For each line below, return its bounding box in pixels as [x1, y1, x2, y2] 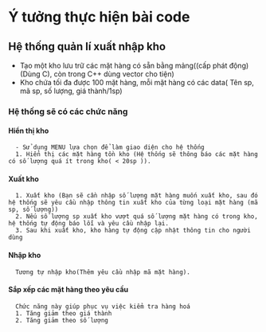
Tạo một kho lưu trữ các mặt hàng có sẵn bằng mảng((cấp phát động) [19, 61, 249, 70]
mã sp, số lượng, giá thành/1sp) [19, 86, 123, 96]
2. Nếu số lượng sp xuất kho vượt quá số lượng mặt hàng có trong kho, [15, 213, 259, 221]
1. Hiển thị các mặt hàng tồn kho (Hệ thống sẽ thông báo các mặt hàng [15, 150, 259, 158]
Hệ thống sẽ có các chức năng [8, 106, 128, 117]
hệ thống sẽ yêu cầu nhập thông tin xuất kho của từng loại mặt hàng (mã [8, 199, 259, 207]
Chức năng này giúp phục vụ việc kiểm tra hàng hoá [15, 303, 191, 311]
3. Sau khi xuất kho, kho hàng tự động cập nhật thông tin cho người [15, 227, 251, 235]
